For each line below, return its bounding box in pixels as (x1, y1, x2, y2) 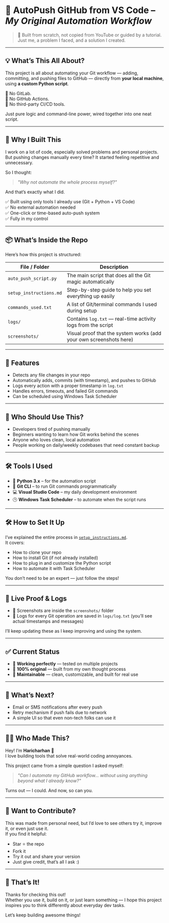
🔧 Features (5, 358, 40, 367)
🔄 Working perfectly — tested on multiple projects (12, 661, 118, 667)
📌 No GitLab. (5, 90, 32, 96)
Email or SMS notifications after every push (12, 704, 103, 710)
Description (100, 264, 129, 271)
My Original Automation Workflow (5, 15, 152, 27)
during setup (66, 307, 97, 314)
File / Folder (20, 264, 49, 271)
